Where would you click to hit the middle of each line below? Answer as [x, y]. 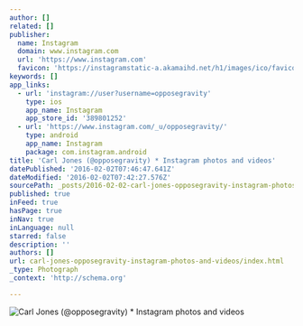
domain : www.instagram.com [68, 51]
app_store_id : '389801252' [76, 118]
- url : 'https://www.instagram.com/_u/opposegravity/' [123, 127]
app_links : [30, 85]
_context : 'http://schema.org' [68, 278]
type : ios [44, 102]
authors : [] [32, 253]
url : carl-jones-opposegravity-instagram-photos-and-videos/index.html [147, 261]
